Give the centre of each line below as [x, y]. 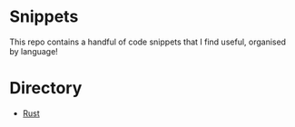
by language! [34, 51]
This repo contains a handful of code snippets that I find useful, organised [148, 42]
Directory [46, 88]
